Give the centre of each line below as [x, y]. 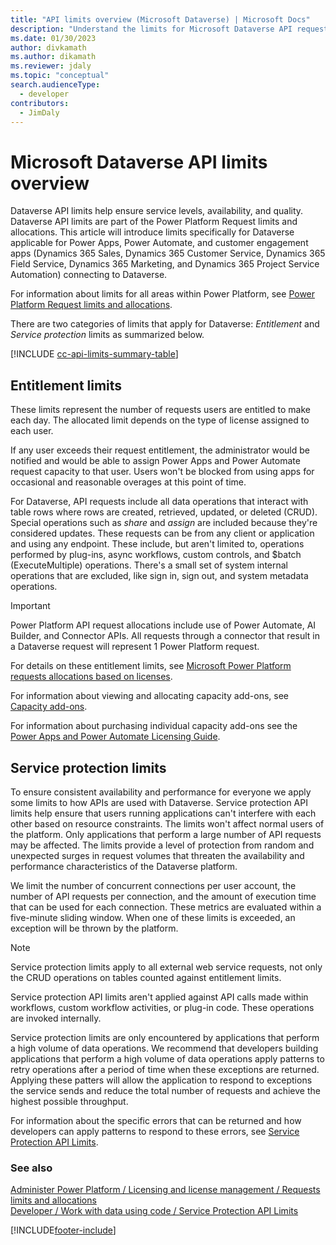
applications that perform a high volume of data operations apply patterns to [167, 1058]
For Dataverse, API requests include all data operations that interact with [159, 502]
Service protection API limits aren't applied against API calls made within [159, 997]
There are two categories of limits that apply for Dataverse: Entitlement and [165, 324]
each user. [32, 431]
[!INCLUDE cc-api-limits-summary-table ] [94, 354]
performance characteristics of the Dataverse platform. [124, 866]
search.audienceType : [55, 85]
